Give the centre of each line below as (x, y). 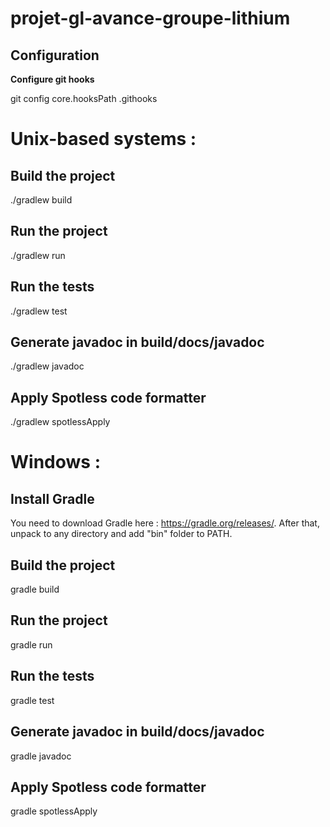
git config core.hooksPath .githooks (84, 98)
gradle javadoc (41, 756)
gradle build (35, 589)
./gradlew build (41, 200)
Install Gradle (52, 498)
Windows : (55, 462)
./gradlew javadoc (47, 366)
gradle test (32, 700)
